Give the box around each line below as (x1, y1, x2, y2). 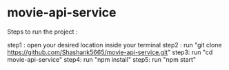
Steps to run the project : (7, 27, 78, 36)
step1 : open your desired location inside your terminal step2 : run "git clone (7, 40, 222, 49)
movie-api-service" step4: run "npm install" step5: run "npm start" (7, 55, 197, 63)
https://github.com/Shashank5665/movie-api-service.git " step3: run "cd (7, 48, 213, 56)
